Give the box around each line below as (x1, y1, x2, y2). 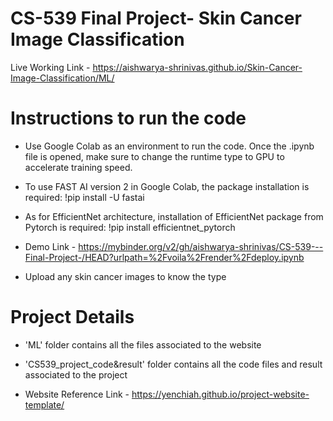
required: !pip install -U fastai (24, 191, 145, 203)
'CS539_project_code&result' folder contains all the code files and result (24, 358, 323, 370)
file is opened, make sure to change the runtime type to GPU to (24, 150, 285, 162)
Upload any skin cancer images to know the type (24, 270, 227, 282)
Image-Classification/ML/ (10, 72, 115, 84)
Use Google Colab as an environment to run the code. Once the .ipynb (24, 140, 315, 152)
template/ (24, 398, 65, 411)
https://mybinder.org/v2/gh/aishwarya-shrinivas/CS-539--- (78, 240, 324, 252)
